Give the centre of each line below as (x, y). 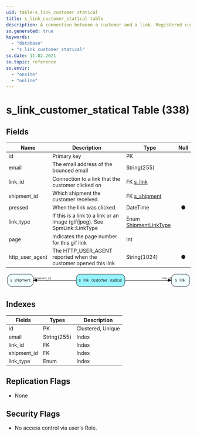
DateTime (137, 207)
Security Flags (33, 414)
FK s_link (137, 182)
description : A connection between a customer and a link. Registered (94, 25)
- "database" (27, 43)
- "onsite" (25, 74)
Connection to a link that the (86, 178)
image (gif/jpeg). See (78, 222)
